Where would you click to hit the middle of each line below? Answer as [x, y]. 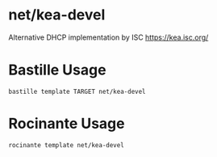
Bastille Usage [57, 70]
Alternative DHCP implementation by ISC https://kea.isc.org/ [108, 37]
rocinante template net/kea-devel [67, 145]
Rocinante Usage [67, 124]
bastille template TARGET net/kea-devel [77, 91]
